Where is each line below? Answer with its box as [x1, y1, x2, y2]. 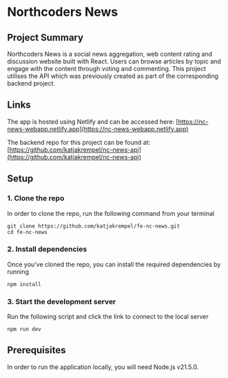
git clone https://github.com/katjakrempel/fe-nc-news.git [7, 222, 180, 230]
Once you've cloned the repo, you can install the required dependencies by [7, 260, 221, 268]
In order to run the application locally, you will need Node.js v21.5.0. [7, 363, 199, 371]
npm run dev [7, 326, 41, 333]
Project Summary [7, 32, 84, 43]
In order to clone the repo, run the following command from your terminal [7, 209, 215, 217]
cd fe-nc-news [7, 228, 48, 235]
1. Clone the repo [7, 194, 65, 203]
